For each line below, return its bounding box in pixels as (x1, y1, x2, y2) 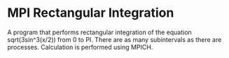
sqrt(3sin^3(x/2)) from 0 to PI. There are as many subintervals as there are (7, 35, 222, 43)
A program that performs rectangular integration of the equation (7, 28, 193, 36)
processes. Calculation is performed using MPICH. (7, 43, 153, 51)
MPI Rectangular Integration (7, 5, 174, 21)
